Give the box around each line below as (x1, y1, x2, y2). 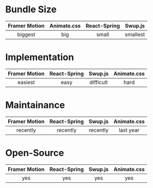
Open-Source (5, 147, 64, 159)
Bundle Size (5, 4, 57, 15)
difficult (89, 79, 108, 86)
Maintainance (5, 99, 65, 111)
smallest (124, 31, 145, 38)
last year (118, 126, 140, 134)
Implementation (5, 51, 74, 63)
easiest (17, 79, 35, 86)
